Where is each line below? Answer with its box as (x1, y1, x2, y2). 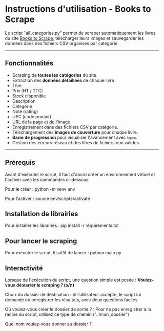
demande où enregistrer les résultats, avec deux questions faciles (5, 297, 138, 303)
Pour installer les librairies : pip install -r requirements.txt (5, 222, 119, 228)
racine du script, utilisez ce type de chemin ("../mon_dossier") (5, 311, 129, 317)
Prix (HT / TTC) (12, 88, 43, 93)
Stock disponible (12, 93, 46, 99)
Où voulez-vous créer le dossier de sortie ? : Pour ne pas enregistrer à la (5, 307, 151, 312)
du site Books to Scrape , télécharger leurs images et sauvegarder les (5, 35, 144, 41)
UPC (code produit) (12, 113, 52, 119)
